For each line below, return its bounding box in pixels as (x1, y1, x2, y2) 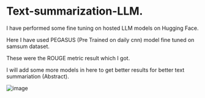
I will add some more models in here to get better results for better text (6, 66, 185, 74)
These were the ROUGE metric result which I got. (6, 54, 130, 61)
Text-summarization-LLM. (6, 4, 143, 18)
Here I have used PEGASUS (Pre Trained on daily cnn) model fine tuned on (6, 36, 195, 43)
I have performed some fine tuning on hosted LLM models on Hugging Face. (6, 24, 199, 32)
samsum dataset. (6, 43, 50, 50)
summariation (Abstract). (6, 72, 69, 80)
